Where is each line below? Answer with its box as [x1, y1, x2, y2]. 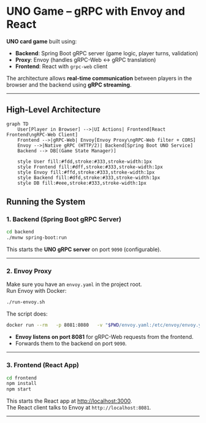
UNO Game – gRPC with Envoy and [6, 4, 185, 18]
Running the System [6, 196, 86, 207]
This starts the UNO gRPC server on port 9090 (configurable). [6, 246, 161, 253]
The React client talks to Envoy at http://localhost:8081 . [6, 404, 151, 411]
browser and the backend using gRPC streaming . [6, 81, 132, 88]
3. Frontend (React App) [6, 361, 80, 370]
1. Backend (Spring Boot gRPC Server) [6, 215, 121, 223]
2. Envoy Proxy [6, 267, 52, 276]
